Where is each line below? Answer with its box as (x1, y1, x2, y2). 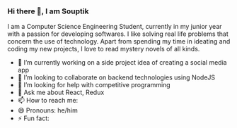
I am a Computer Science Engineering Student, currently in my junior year (7, 23, 222, 31)
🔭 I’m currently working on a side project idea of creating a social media (17, 58, 228, 67)
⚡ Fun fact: (17, 114, 50, 122)
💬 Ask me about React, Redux (17, 88, 105, 97)
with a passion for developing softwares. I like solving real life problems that (7, 30, 229, 38)
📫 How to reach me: (17, 96, 79, 105)
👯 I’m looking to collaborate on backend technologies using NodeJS (17, 73, 216, 82)
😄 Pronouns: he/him (17, 106, 78, 115)
